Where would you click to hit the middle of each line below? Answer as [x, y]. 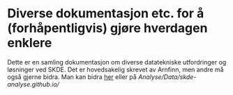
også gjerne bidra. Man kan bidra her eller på [72, 77]
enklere [30, 43]
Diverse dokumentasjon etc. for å [106, 14]
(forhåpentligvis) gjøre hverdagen [107, 28]
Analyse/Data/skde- [167, 77]
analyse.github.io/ [33, 84]
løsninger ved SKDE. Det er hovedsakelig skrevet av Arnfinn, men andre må [116, 69]
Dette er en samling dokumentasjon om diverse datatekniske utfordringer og [117, 62]
